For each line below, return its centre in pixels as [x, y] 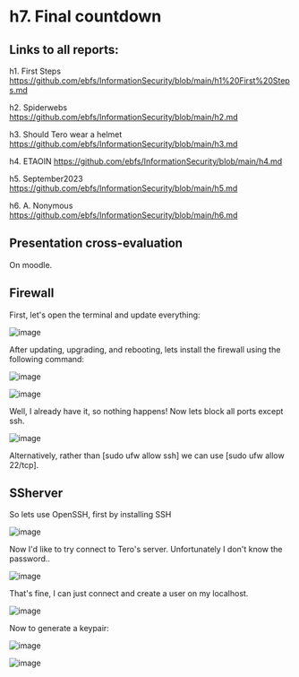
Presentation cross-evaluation [96, 243]
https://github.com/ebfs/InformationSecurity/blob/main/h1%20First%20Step [150, 81]
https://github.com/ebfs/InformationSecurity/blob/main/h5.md [124, 188]
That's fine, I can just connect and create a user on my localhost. [129, 594]
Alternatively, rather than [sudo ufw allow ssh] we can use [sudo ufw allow [147, 456]
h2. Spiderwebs [38, 108]
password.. [30, 559]
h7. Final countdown [85, 17]
